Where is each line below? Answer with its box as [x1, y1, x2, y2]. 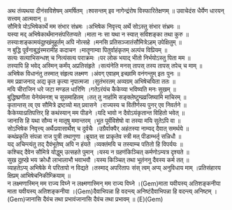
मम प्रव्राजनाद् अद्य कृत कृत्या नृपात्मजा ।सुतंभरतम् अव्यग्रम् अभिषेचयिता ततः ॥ [7, 77, 176, 85]
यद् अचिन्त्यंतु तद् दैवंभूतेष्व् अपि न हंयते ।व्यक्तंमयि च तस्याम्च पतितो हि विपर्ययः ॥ [7, 140, 183, 148]
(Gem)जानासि [7, 195, 42, 203]
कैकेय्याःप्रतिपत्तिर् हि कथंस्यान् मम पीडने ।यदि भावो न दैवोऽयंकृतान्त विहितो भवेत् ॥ [7, 109, 185, 117]
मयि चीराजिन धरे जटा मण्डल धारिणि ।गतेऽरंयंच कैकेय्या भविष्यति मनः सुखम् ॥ [7, 85, 177, 93]
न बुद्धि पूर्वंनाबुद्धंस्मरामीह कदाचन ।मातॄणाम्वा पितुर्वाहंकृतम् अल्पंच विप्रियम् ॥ [7, 46, 168, 54]
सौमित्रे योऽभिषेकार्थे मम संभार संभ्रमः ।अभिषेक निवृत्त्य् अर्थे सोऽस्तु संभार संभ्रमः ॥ [7, 22, 180, 31]
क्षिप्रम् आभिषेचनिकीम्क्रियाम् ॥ [7, 172, 71, 179]
